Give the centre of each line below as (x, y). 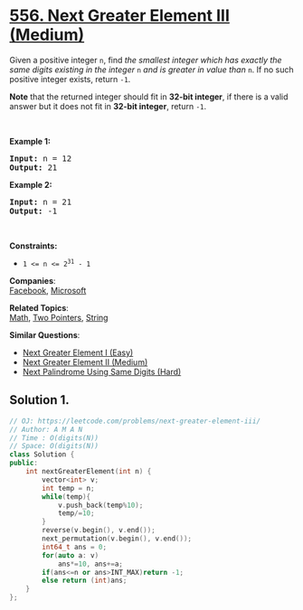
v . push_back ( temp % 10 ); (100, 505)
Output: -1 (33, 211)
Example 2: (31, 184)
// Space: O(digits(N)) (54, 446)
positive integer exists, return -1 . (70, 79)
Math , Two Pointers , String (59, 317)
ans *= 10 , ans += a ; (90, 564)
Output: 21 (33, 167)
